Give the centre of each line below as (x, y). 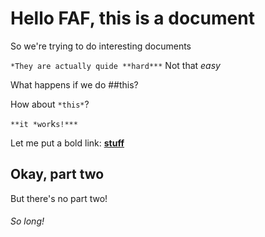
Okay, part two (57, 174)
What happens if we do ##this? (74, 84)
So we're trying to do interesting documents (101, 46)
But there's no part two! (59, 198)
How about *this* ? (50, 104)
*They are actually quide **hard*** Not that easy (115, 65)
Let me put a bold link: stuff (67, 143)
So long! (27, 221)
